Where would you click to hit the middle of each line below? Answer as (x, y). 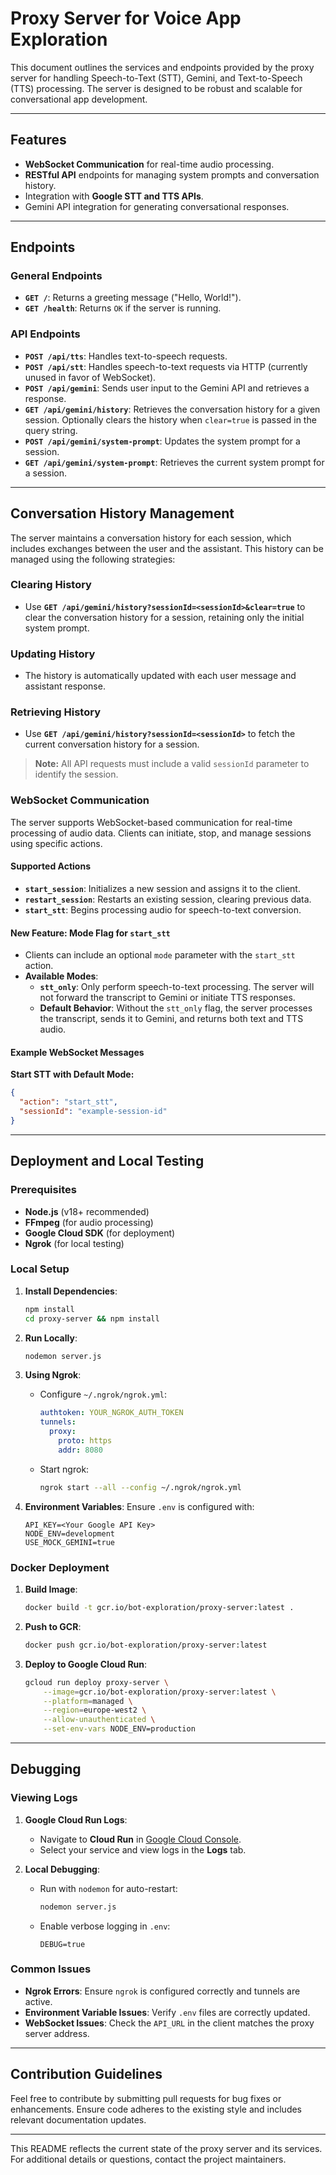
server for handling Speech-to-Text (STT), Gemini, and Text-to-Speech (156, 78)
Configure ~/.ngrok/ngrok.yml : (103, 1394)
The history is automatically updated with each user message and (160, 676)
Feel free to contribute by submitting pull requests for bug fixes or (146, 2098)
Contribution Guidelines (86, 2074)
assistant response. (65, 686)
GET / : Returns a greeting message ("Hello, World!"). (133, 298)
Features (38, 140)
